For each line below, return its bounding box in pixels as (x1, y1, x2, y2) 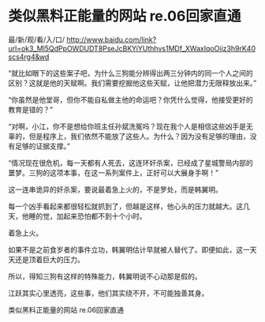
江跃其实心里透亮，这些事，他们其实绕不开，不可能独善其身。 (8, 288, 209, 298)
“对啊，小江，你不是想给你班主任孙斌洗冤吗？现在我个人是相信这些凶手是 (8, 122, 247, 131)
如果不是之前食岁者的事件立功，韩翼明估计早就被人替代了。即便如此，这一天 (8, 245, 257, 254)
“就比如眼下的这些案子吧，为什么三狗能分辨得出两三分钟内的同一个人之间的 (8, 68, 254, 77)
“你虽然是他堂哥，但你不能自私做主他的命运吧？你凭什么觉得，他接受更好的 (8, 95, 254, 104)
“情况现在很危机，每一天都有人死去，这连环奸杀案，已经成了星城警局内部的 (8, 158, 254, 167)
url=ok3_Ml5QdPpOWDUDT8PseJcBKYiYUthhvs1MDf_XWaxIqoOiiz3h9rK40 (8, 43, 256, 53)
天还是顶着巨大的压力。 (8, 254, 84, 264)
